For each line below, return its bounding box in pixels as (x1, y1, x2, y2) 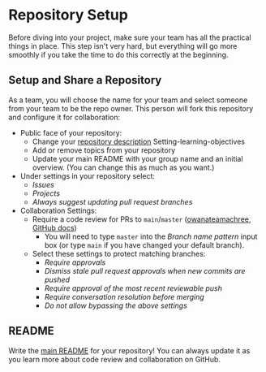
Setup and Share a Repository (8, 73, 162, 87)
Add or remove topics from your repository (32, 145, 176, 155)
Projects (32, 188, 61, 198)
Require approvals (44, 257, 106, 267)
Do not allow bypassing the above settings (44, 301, 188, 310)
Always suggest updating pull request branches (32, 197, 193, 206)
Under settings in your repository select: (19, 171, 156, 180)
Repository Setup (8, 6, 128, 24)
